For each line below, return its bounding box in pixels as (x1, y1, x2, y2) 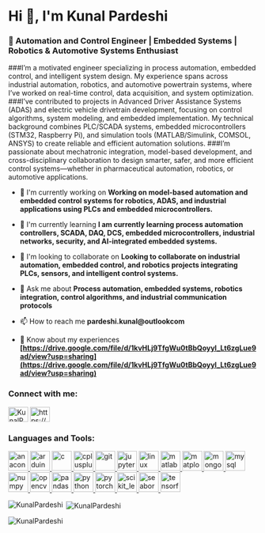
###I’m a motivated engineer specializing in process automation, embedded (8, 63, 256, 73)
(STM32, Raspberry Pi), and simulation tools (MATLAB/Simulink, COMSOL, (8, 130, 252, 140)
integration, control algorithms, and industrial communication (19, 293, 227, 302)
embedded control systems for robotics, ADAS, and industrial (19, 196, 227, 206)
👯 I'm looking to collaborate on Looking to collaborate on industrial (19, 252, 240, 262)
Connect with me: (8, 388, 78, 399)
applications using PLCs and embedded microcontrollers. (19, 205, 214, 214)
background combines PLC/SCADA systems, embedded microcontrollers (8, 122, 247, 131)
